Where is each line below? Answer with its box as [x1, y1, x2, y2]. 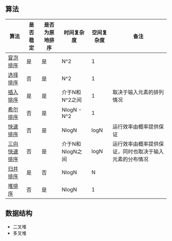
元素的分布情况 [112, 155, 149, 162]
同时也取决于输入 [122, 148, 164, 155]
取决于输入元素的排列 [112, 88, 164, 95]
